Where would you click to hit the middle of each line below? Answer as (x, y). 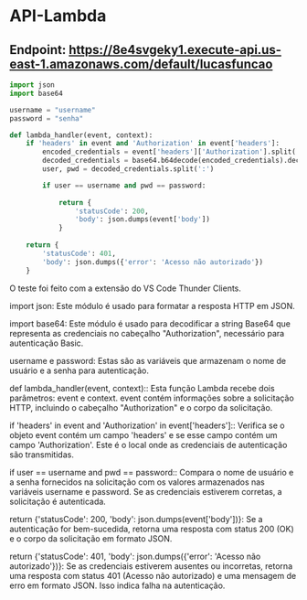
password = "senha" (47, 118)
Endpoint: (38, 50)
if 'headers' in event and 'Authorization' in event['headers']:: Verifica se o (147, 425)
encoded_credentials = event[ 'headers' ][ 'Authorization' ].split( (169, 152)
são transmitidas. (42, 455)
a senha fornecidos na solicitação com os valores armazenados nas (137, 482)
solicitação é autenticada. (58, 501)
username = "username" (53, 110)
